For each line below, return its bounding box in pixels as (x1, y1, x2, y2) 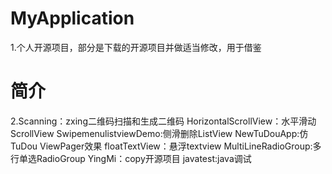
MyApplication (10, 7, 135, 30)
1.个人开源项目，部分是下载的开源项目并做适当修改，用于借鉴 (10, 41, 262, 53)
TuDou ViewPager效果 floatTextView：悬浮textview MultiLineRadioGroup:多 (10, 140, 322, 152)
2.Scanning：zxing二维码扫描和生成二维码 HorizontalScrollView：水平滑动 (10, 115, 317, 127)
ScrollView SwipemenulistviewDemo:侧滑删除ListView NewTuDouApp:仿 (10, 127, 309, 139)
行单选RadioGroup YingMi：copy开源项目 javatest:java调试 (10, 152, 252, 164)
